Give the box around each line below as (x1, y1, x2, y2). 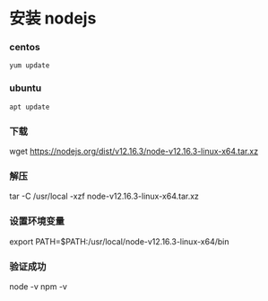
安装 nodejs (9, 8, 97, 29)
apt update (9, 102, 50, 111)
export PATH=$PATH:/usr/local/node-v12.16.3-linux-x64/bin (9, 235, 229, 247)
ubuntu (9, 82, 42, 94)
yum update (9, 61, 50, 70)
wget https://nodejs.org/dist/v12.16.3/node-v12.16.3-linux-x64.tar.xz (9, 146, 258, 157)
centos (9, 41, 40, 54)
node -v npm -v (9, 280, 67, 292)
